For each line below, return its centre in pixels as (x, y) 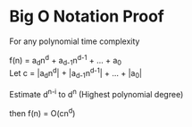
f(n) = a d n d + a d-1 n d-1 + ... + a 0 (66, 60)
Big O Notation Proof (87, 17)
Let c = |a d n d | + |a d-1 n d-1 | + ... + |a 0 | (76, 73)
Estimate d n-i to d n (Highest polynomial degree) (96, 93)
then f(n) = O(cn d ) (42, 112)
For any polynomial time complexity (75, 41)
